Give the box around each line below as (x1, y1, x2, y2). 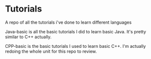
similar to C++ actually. (5, 34, 52, 40)
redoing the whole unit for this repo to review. (5, 48, 97, 54)
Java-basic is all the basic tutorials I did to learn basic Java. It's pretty (5, 29, 146, 34)
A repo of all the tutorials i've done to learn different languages (5, 19, 132, 25)
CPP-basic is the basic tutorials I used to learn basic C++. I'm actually (5, 43, 146, 49)
